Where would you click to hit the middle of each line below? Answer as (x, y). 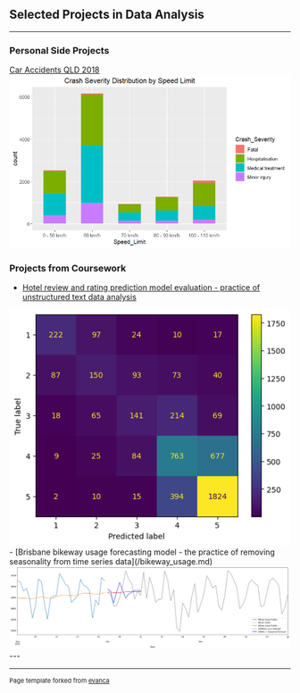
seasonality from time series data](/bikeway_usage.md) (111, 562)
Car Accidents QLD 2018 (54, 70)
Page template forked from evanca (59, 681)
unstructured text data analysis (79, 297)
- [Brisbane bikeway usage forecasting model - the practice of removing (142, 552)
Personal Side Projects (59, 50)
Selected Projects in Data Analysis (107, 15)
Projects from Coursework (68, 269)
